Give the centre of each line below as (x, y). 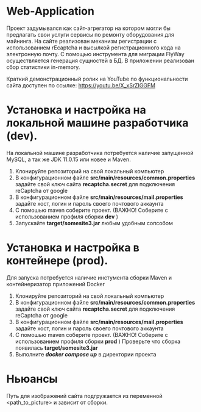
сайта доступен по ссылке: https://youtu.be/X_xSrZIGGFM (81, 85)
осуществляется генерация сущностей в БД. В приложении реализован (100, 60)
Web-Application (50, 11)
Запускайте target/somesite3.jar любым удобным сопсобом (94, 223)
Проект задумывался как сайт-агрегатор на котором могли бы (88, 28)
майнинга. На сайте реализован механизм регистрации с (82, 41)
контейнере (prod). (57, 261)
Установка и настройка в (73, 248)
